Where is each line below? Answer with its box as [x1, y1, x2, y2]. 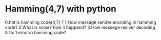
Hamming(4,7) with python [5, 3, 117, 14]
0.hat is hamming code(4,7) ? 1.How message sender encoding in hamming [5, 19, 156, 25]
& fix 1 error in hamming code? [5, 29, 66, 35]
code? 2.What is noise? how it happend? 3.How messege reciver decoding [5, 24, 155, 30]
